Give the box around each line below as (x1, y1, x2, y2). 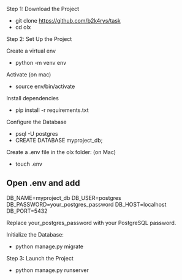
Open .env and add (6, 178, 80, 188)
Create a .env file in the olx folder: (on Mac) (6, 149, 116, 155)
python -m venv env (15, 59, 66, 66)
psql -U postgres (15, 130, 58, 137)
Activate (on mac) (6, 71, 51, 78)
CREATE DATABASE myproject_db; (15, 137, 103, 144)
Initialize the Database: (6, 230, 64, 238)
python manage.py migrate (15, 243, 84, 250)
